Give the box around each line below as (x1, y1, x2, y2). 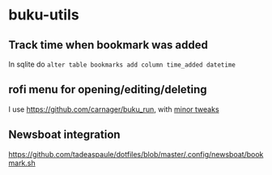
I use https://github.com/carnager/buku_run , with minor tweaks (8, 104, 220, 114)
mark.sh (8, 158, 36, 168)
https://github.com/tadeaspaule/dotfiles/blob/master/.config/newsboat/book (8, 149, 264, 159)
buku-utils (8, 6, 79, 24)
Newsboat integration (8, 128, 121, 142)
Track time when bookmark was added (8, 38, 209, 52)
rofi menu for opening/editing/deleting (8, 83, 208, 96)
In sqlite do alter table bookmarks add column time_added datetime (8, 59, 236, 69)
